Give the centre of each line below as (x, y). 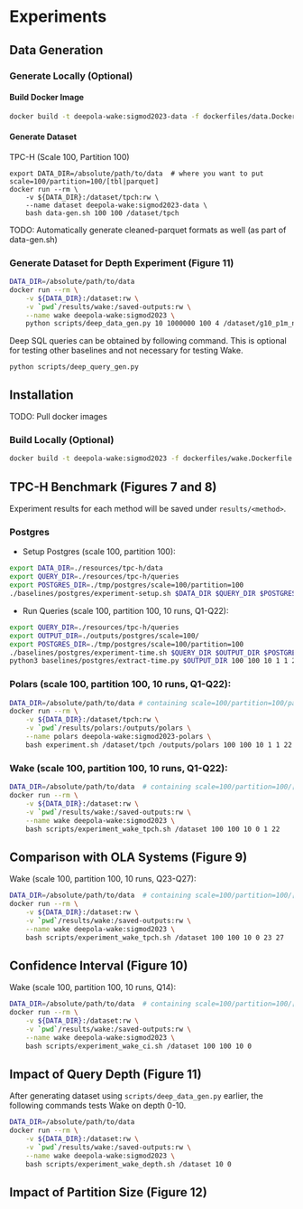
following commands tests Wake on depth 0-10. (98, 1106)
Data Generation (56, 50)
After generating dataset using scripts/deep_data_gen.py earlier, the (136, 1096)
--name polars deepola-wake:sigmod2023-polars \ (119, 737)
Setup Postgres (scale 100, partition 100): (99, 552)
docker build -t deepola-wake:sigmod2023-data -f (105, 116)
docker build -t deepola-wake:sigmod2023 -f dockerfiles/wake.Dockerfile (151, 458)
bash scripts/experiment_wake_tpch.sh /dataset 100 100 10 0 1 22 (153, 829)
